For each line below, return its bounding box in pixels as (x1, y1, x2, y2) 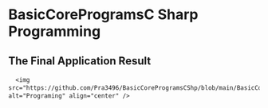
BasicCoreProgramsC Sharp (8, 6, 199, 24)
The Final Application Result (8, 54, 152, 67)
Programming (8, 22, 101, 40)
